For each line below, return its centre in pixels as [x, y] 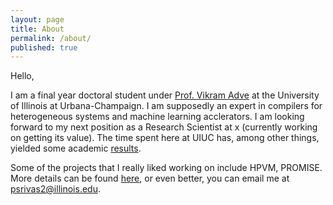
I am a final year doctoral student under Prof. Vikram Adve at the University [165, 95]
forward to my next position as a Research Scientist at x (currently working [164, 127]
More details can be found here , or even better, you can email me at [150, 178]
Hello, [22, 76]
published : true [44, 47]
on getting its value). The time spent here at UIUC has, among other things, [165, 138]
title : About [37, 29]
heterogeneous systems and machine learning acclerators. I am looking [157, 117]
